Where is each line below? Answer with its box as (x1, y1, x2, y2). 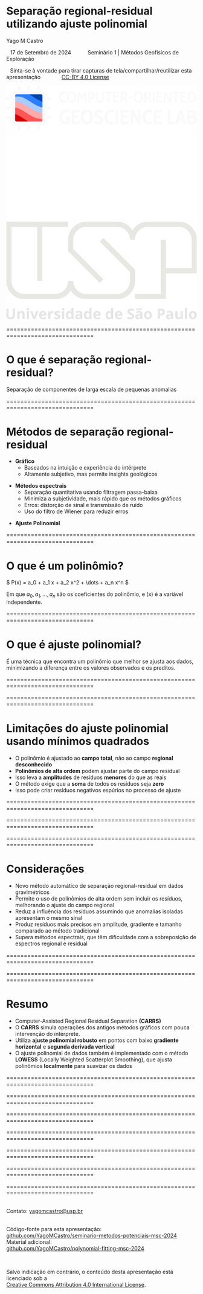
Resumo (6, 997, 48, 1011)
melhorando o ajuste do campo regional (14, 902, 115, 909)
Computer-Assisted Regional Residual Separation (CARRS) (14, 1017, 161, 1024)
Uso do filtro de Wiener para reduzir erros (24, 508, 129, 515)
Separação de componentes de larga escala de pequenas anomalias (6, 386, 177, 393)
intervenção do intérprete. (14, 1030, 80, 1037)
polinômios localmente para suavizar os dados (14, 1062, 132, 1069)
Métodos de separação (6, 425, 125, 439)
